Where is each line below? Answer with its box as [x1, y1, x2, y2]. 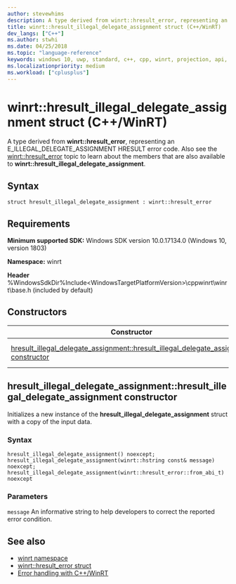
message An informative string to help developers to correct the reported [7, 507, 216, 516]
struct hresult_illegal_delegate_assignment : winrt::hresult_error [7, 199, 212, 206]
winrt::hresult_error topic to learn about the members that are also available [7, 152, 225, 161]
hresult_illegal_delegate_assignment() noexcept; [7, 451, 156, 458]
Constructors [7, 306, 67, 318]
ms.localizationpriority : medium [7, 62, 105, 69]
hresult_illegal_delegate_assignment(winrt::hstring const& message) [7, 457, 216, 464]
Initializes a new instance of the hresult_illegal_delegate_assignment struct [7, 410, 228, 418]
